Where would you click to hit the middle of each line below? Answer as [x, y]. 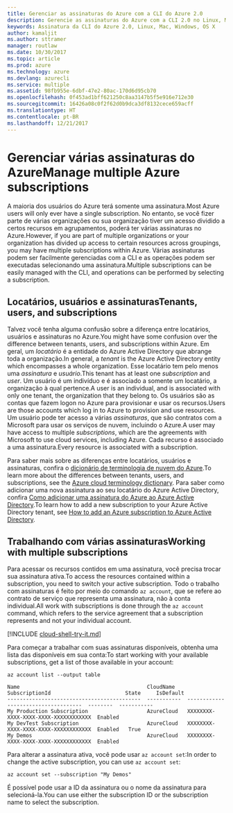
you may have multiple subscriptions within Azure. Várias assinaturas [106, 250]
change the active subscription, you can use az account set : [94, 762]
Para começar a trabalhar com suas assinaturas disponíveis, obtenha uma [113, 648]
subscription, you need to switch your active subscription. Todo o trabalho [113, 584]
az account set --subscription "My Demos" [69, 775]
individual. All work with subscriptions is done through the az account [105, 606]
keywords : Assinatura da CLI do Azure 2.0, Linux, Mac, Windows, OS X [111, 26]
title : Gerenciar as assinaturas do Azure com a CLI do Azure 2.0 [105, 14]
